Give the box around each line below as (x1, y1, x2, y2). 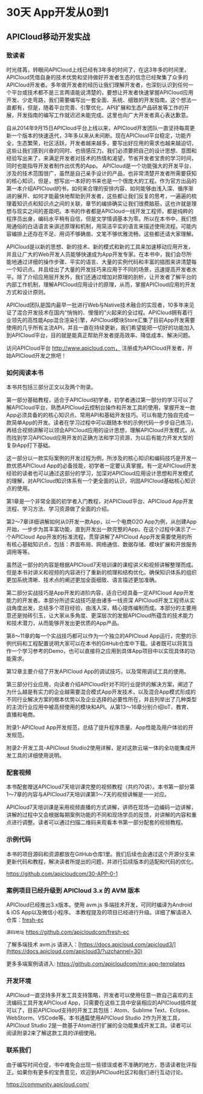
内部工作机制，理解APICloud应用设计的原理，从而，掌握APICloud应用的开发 (6, 281, 196, 288)
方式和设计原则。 (6, 288, 49, 295)
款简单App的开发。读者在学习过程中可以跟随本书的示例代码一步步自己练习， (6, 419, 196, 427)
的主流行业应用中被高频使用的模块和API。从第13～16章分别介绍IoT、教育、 (6, 703, 192, 711)
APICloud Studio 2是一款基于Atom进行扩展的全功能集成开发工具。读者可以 (6, 1022, 192, 1029)
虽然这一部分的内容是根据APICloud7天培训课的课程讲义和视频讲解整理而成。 (6, 561, 197, 569)
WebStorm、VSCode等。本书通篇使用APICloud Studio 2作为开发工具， (6, 1014, 183, 1021)
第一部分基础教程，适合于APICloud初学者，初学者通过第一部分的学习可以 (6, 396, 188, 404)
